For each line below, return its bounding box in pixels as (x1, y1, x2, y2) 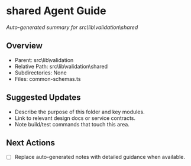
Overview (6, 41, 43, 51)
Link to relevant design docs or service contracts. (14, 114, 136, 122)
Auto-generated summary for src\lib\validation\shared (6, 24, 138, 31)
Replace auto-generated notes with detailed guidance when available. (14, 154, 185, 161)
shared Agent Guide (6, 4, 106, 18)
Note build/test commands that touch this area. (14, 121, 130, 128)
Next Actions (6, 138, 55, 148)
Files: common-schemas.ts (14, 75, 81, 82)
